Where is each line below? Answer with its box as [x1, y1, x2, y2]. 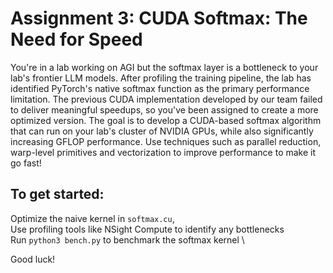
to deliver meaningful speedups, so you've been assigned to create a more [10, 103, 319, 116]
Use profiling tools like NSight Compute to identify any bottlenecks [10, 223, 285, 235]
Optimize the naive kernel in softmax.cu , [10, 212, 175, 224]
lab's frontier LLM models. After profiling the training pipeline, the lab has [10, 72, 312, 84]
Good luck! [10, 253, 56, 265]
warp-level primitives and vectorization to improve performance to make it [10, 146, 317, 158]
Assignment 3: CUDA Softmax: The [10, 7, 308, 30]
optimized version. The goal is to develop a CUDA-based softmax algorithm [10, 114, 322, 126]
